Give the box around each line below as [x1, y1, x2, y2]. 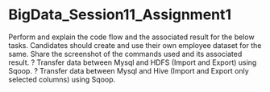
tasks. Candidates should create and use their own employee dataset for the [8, 40, 262, 50]
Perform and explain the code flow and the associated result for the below [8, 32, 255, 42]
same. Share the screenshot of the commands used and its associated [8, 49, 243, 58]
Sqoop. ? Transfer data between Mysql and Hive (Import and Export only [8, 66, 250, 75]
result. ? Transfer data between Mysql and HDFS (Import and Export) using [8, 58, 257, 67]
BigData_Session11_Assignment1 [8, 6, 232, 24]
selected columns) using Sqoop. [8, 74, 116, 84]
